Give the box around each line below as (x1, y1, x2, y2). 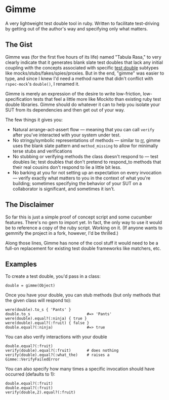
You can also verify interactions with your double (5, 334, 107, 340)
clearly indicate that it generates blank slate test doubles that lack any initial (5, 59, 163, 65)
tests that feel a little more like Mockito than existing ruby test (33, 96, 161, 102)
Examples (5, 260, 37, 268)
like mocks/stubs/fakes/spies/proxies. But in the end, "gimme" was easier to (5, 70, 164, 76)
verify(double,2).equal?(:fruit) (5, 390, 76, 395)
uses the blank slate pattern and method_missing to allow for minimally (12, 142, 158, 149)
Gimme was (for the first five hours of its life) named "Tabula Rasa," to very (5, 54, 162, 60)
